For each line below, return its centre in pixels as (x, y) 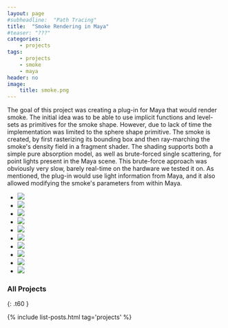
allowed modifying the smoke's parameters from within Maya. (95, 183)
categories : (24, 39)
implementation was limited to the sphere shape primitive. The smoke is (109, 132)
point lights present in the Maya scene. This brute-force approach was (107, 161)
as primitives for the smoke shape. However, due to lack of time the (116, 125)
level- (205, 117)
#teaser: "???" (29, 33)
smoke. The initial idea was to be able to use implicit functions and (102, 117)
